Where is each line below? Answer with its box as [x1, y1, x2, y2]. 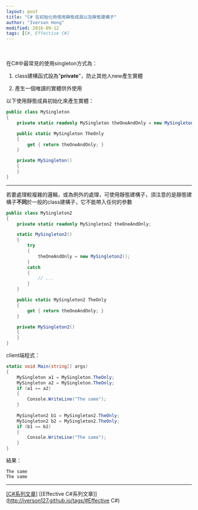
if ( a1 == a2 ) [16, 385, 51, 391]
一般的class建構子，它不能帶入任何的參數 [31, 198, 133, 205]
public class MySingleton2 [6, 210, 72, 216]
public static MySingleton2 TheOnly [16, 297, 107, 303]
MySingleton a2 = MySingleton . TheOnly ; [16, 380, 115, 386]
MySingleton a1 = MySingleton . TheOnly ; [16, 374, 115, 380]
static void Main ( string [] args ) [6, 364, 88, 369]
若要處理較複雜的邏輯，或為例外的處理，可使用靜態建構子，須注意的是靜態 [6, 191, 187, 198]
